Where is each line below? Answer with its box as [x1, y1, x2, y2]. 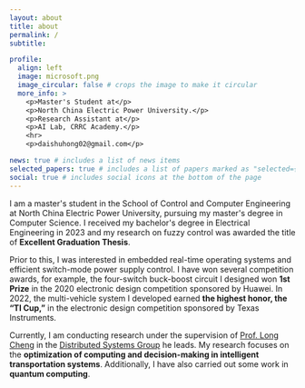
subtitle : [9, 38, 47, 48]
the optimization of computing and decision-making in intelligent [9, 349, 260, 360]
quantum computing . [9, 368, 91, 379]
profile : [9, 55, 43, 65]
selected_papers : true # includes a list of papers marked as [9, 164, 250, 174]
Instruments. [9, 312, 57, 323]
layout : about [9, 13, 64, 23]
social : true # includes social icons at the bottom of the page [9, 173, 261, 182]
